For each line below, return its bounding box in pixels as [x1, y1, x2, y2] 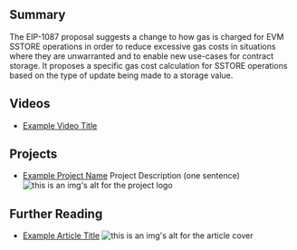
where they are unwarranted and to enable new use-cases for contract [9, 50, 274, 62]
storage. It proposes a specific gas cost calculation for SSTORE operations [9, 60, 288, 71]
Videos [9, 96, 51, 111]
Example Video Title [22, 120, 98, 130]
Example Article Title [22, 230, 101, 241]
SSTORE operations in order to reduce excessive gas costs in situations [9, 41, 276, 52]
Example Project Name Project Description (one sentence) [22, 170, 240, 181]
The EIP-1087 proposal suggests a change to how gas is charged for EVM [9, 31, 284, 42]
